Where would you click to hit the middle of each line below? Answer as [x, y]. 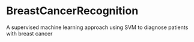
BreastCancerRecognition [72, 11]
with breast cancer [29, 33]
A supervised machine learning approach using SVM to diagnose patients [97, 27]
